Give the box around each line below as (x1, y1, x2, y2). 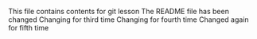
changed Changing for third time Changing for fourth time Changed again (8, 15, 249, 24)
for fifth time (8, 23, 49, 32)
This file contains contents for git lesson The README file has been (8, 7, 229, 16)
